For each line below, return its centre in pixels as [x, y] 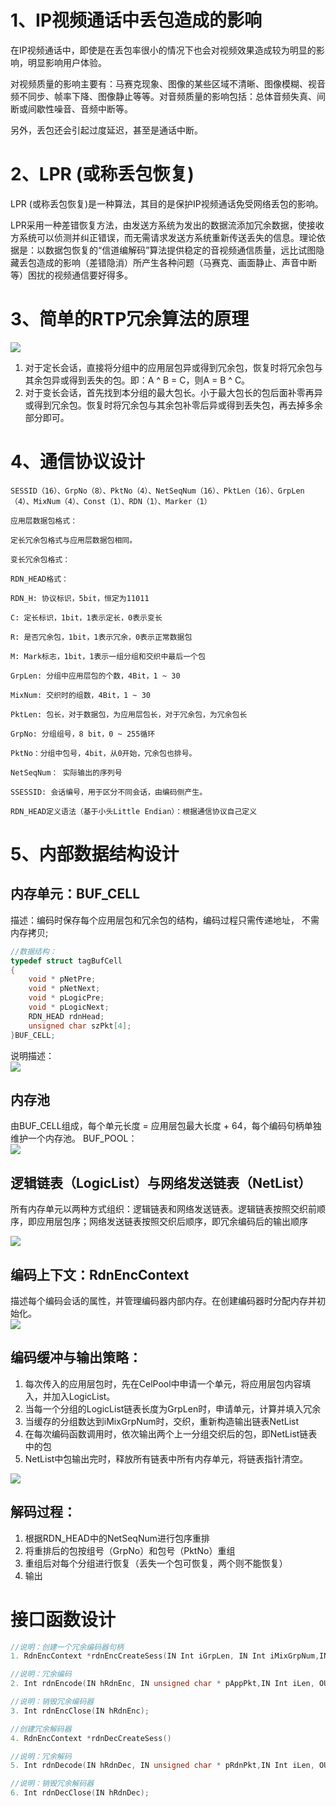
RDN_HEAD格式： [39, 579]
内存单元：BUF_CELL [75, 894]
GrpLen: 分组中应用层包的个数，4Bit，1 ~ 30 [95, 676]
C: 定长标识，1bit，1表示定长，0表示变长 [86, 617]
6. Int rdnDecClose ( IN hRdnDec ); [80, 1793]
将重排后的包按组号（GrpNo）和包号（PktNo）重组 [130, 1550]
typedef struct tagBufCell [66, 961]
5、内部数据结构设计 [95, 853]
